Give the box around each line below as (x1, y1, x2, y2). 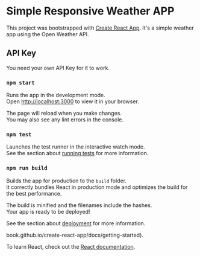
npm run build (6, 165, 48, 171)
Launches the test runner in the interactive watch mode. (6, 143, 146, 150)
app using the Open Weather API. (6, 30, 89, 37)
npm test (6, 131, 32, 138)
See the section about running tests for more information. (6, 150, 149, 157)
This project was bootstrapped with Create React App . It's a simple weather (6, 24, 194, 31)
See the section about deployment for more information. (6, 219, 146, 227)
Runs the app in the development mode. (6, 92, 105, 99)
